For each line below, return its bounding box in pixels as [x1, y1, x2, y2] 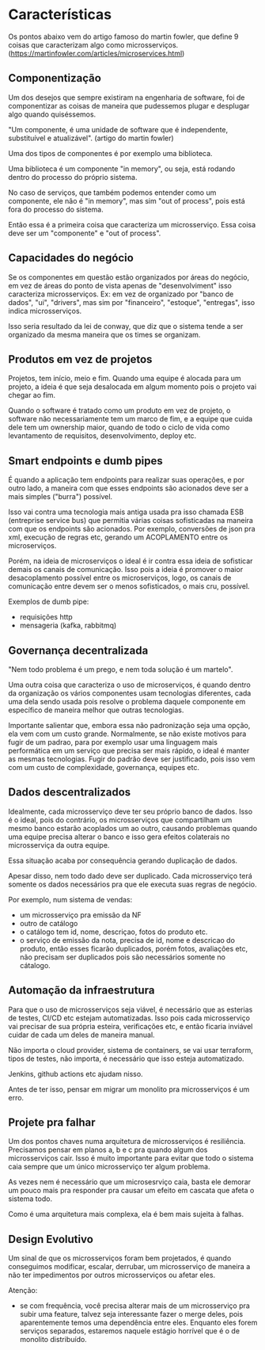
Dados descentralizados [8, 786, 131, 799]
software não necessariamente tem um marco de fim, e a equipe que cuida [8, 414, 253, 424]
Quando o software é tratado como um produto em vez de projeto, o [8, 406, 231, 415]
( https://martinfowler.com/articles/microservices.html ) [8, 48, 185, 58]
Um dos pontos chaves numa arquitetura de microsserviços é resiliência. [8, 1137, 246, 1146]
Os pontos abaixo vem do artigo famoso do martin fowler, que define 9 [8, 32, 239, 41]
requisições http [19, 612, 73, 622]
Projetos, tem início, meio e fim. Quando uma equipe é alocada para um [8, 374, 241, 383]
